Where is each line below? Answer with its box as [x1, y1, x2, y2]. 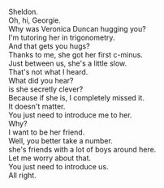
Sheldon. [8, 7, 39, 16]
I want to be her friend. [8, 127, 85, 137]
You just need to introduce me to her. [8, 110, 132, 120]
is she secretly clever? [8, 84, 84, 94]
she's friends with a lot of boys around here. [8, 145, 157, 154]
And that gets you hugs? [8, 41, 91, 51]
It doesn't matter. [8, 101, 66, 111]
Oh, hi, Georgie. [8, 15, 61, 25]
